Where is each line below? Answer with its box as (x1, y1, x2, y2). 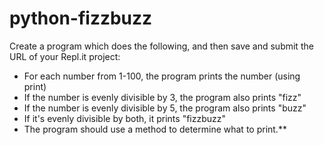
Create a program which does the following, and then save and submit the (9, 40, 314, 52)
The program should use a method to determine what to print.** (23, 123, 287, 135)
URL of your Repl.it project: (9, 50, 121, 62)
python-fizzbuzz (9, 7, 153, 30)
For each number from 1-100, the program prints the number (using (23, 70, 301, 82)
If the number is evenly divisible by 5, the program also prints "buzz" (23, 102, 307, 114)
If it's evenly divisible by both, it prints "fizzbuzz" (23, 112, 227, 124)
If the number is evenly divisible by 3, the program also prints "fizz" (23, 91, 302, 103)
